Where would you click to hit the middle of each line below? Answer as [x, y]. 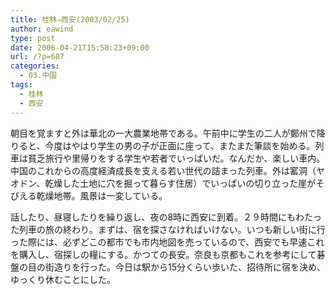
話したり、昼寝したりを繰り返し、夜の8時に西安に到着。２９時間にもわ [157, 217]
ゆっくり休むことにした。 [63, 279]
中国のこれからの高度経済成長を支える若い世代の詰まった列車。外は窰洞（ [163, 170]
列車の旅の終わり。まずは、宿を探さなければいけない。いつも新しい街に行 [172, 229]
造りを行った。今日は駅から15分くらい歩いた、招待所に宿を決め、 [189, 267]
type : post [33, 38]
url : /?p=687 [37, 57]
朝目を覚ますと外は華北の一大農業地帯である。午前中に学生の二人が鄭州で [163, 133]
